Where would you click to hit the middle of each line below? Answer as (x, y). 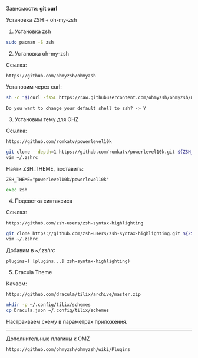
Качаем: (17, 284)
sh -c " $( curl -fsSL (32, 97)
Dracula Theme (33, 272)
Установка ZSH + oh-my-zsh (42, 20)
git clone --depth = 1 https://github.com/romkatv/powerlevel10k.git (91, 152)
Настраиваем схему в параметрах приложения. (67, 321)
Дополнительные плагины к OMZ (48, 339)
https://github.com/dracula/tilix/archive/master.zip (74, 295)
